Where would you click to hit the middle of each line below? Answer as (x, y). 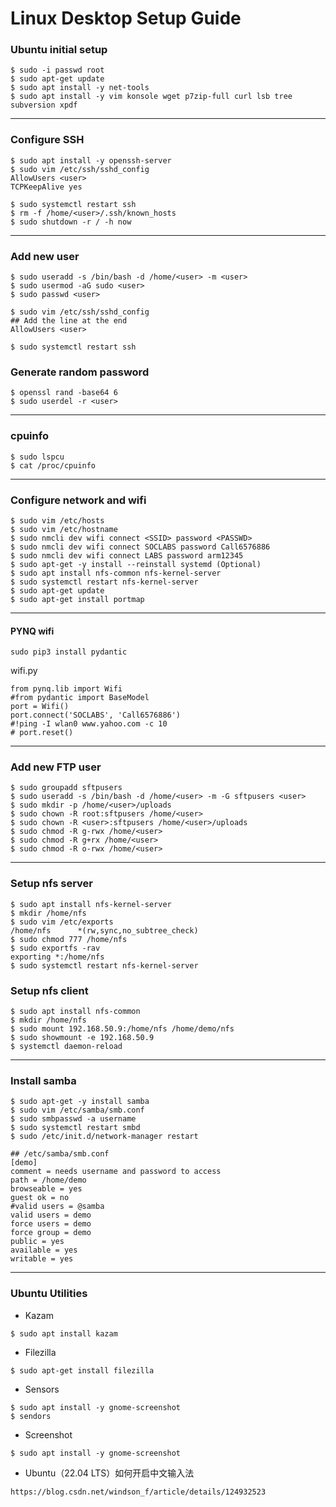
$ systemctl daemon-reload (66, 1047)
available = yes (44, 1250)
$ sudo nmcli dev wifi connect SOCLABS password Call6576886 (140, 547)
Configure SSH (47, 140)
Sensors (42, 1389)
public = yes (37, 1242)
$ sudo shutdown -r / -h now (71, 222)
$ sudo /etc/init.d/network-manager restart (104, 1137)
